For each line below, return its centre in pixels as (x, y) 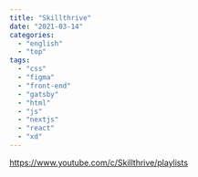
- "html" (34, 103)
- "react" (36, 129)
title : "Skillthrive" (51, 18)
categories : (32, 35)
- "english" (41, 43)
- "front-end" (44, 86)
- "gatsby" (38, 94)
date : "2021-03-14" (47, 26)
